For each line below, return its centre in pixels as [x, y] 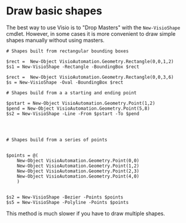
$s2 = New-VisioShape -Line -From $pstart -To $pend [73, 114]
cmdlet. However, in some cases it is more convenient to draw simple [91, 33]
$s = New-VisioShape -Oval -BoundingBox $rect [65, 82]
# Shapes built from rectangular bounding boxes [67, 51]
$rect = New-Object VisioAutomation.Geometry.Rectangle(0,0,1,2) [90, 61]
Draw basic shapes [54, 11]
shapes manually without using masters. [56, 40]
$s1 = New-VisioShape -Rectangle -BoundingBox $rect [73, 67]
